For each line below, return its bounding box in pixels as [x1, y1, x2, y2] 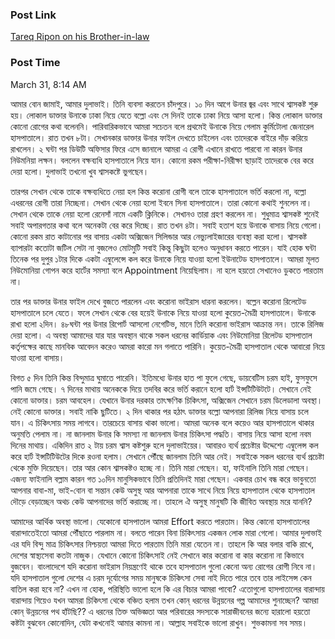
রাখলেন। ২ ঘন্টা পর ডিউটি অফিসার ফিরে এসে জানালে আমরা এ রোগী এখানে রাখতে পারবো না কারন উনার [10, 143, 303, 155]
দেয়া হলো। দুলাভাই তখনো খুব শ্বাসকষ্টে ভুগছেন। [10, 165, 150, 177]
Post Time [10, 56, 61, 70]
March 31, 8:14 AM [10, 78, 87, 90]
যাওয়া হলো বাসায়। [10, 351, 65, 363]
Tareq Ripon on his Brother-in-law [10, 31, 150, 43]
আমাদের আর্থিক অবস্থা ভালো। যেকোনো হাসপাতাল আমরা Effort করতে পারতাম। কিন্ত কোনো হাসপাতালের [10, 515, 310, 527]
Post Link [10, 8, 57, 22]
